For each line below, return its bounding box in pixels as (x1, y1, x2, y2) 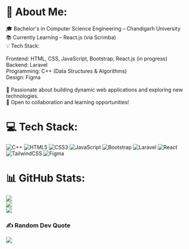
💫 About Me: (6, 5, 68, 19)
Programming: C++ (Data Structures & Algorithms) (6, 67, 127, 74)
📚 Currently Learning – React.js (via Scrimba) (6, 33, 117, 40)
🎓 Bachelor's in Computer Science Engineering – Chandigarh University (6, 25, 181, 32)
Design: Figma (6, 73, 41, 81)
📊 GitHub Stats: (6, 172, 86, 185)
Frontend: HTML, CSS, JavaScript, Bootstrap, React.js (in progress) (6, 55, 168, 62)
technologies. (6, 92, 39, 99)
